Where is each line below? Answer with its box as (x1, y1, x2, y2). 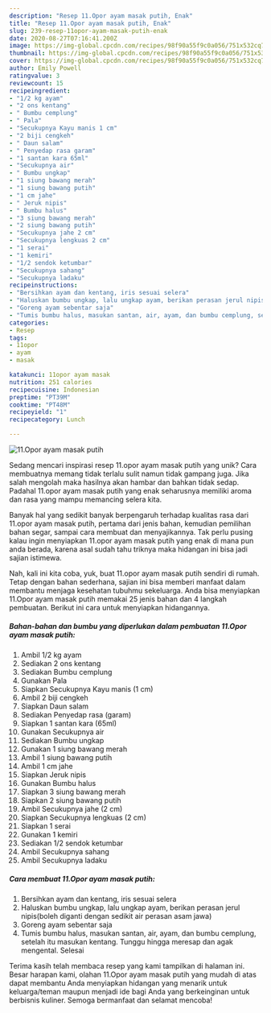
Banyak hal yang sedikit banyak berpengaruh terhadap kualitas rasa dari (9, 511, 248, 519)
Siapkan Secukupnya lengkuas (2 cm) (20, 812, 147, 822)
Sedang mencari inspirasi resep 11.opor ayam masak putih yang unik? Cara (9, 461, 257, 469)
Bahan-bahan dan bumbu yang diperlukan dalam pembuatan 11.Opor (9, 621, 248, 631)
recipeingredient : (9, 86, 71, 95)
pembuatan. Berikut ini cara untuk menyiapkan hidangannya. (9, 603, 210, 612)
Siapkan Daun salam (20, 701, 89, 711)
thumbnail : (9, 49, 46, 57)
